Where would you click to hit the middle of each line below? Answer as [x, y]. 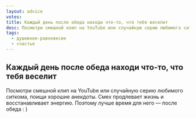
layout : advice [24, 11]
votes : [14, 17]
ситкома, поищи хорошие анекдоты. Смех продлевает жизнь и [85, 96]
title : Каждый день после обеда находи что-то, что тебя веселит [87, 22]
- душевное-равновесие [39, 38]
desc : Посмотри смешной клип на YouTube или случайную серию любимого [94, 28]
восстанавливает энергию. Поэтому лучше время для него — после [92, 103]
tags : [13, 33]
